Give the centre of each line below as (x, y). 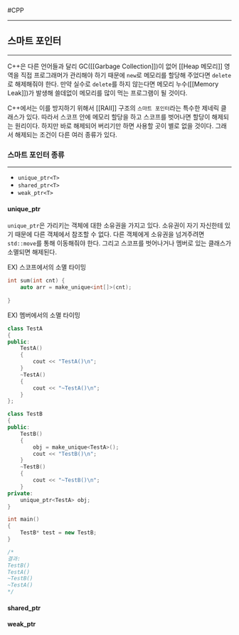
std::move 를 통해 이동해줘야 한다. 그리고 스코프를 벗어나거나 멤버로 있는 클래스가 (119, 243)
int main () (23, 519)
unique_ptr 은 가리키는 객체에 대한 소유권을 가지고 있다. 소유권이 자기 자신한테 (115, 225)
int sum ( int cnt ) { (36, 281)
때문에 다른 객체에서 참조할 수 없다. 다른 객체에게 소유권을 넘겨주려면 (110, 235)
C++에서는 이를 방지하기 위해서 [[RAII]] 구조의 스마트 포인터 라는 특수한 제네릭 (113, 108)
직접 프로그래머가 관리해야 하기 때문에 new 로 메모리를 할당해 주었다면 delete (126, 75)
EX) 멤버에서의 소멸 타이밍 (44, 315)
